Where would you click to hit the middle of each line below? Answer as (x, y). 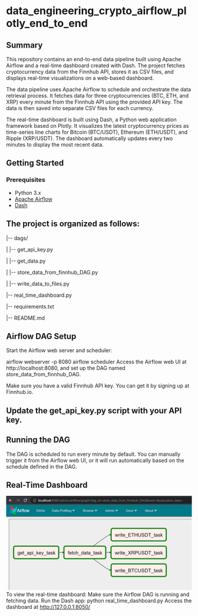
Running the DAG (38, 440)
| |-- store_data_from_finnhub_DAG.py (52, 272)
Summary (24, 45)
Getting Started (35, 163)
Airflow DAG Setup (41, 336)
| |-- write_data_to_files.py (38, 283)
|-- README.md (26, 318)
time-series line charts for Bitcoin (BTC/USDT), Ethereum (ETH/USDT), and (97, 132)
